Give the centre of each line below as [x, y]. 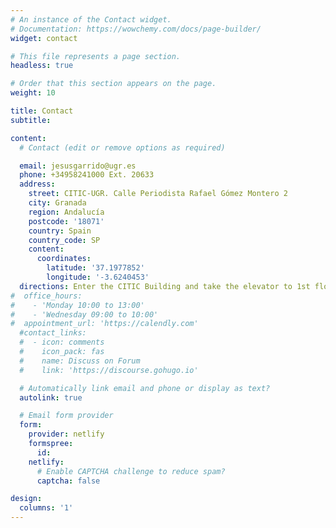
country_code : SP [64, 240]
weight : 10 [33, 93]
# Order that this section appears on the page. [113, 84]
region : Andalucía [66, 212]
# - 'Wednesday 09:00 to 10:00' [84, 314]
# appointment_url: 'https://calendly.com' [104, 324]
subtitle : [31, 120]
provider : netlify [66, 434]
